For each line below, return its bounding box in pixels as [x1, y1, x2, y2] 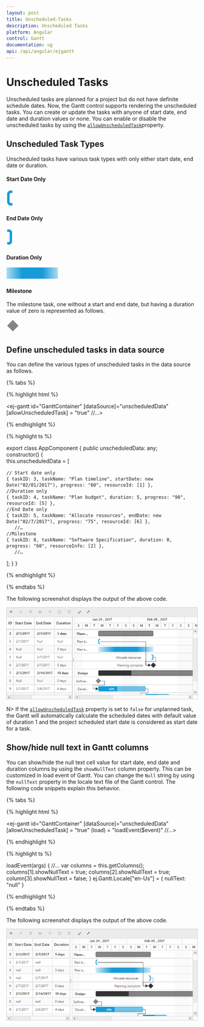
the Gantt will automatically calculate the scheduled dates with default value [6, 712, 197, 719]
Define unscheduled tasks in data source [6, 345, 165, 355]
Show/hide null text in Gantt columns [6, 743, 149, 753]
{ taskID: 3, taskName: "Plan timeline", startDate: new [6, 476, 154, 482]
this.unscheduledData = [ [6, 457, 70, 465]
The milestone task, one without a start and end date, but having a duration [6, 301, 194, 308]
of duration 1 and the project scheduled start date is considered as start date [6, 718, 198, 726]
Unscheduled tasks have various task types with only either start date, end [6, 155, 194, 163]
